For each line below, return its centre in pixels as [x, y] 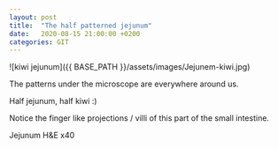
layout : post [33, 17]
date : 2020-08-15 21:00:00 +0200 [75, 34]
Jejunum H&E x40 [42, 135]
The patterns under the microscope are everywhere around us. [124, 84]
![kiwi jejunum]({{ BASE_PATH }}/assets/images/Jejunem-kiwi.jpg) [130, 67]
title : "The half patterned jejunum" [81, 26]
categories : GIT [39, 42]
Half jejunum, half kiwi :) [53, 101]
